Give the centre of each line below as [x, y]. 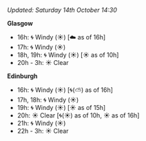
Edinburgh [22, 76]
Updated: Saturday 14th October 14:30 [62, 10]
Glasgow [20, 23]
